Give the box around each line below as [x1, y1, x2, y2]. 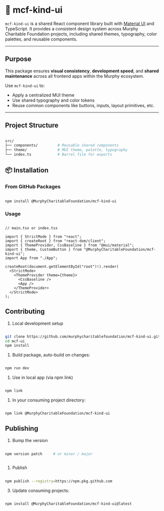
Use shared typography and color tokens [12, 97, 95, 103]
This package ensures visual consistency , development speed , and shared [5, 68, 159, 74]
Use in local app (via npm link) [12, 375, 73, 380]
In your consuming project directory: [12, 397, 86, 403]
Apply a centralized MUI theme [12, 92, 75, 98]
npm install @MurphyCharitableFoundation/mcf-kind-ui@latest [5, 501, 132, 507]
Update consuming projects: [12, 488, 69, 493]
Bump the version [12, 437, 48, 443]
